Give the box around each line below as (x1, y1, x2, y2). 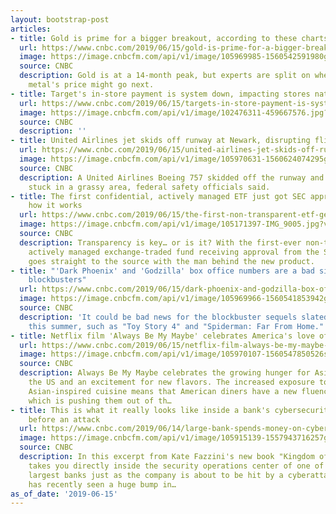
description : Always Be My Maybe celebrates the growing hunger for (19, 368, 311, 378)
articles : (10, 24, 52, 34)
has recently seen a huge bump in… (28, 479, 177, 490)
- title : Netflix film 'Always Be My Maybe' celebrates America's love (10, 331, 315, 341)
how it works (28, 201, 83, 211)
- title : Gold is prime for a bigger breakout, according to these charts (10, 33, 329, 43)
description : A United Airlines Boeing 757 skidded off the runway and (19, 172, 325, 183)
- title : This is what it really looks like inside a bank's (10, 405, 271, 415)
